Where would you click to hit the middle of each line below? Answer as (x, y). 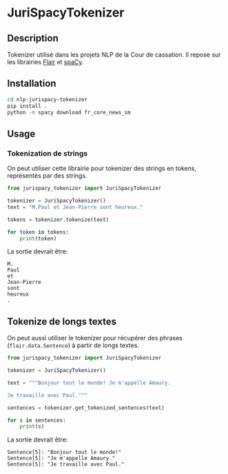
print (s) (32, 426)
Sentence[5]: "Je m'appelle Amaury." (61, 458)
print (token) (38, 238)
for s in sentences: (37, 420)
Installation (32, 84)
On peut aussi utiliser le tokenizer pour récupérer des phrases (95, 338)
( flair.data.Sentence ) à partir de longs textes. (73, 345)
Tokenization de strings (48, 153)
